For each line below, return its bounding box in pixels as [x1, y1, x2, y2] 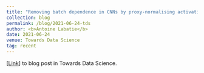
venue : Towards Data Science [6, 37, 80, 43]
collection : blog [6, 15, 50, 21]
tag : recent [6, 43, 36, 49]
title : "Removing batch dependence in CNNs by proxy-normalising [6, 9, 175, 15]
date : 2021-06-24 [6, 32, 50, 38]
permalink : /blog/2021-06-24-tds [6, 20, 91, 26]
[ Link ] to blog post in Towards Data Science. [6, 59, 117, 67]
